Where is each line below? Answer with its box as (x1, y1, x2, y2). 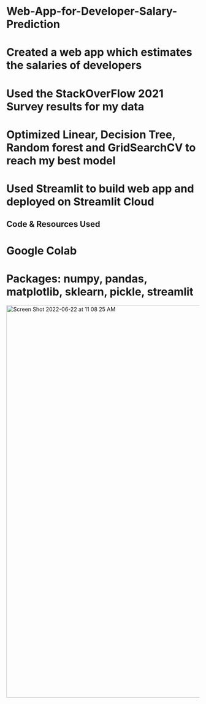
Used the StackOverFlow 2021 (6, 86, 164, 101)
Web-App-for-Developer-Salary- (6, 4, 178, 18)
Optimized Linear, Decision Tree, (6, 128, 176, 142)
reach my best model (6, 153, 116, 167)
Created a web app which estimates (6, 45, 193, 59)
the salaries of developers (6, 58, 142, 72)
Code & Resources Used (6, 219, 101, 229)
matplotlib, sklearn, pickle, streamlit (6, 285, 194, 299)
